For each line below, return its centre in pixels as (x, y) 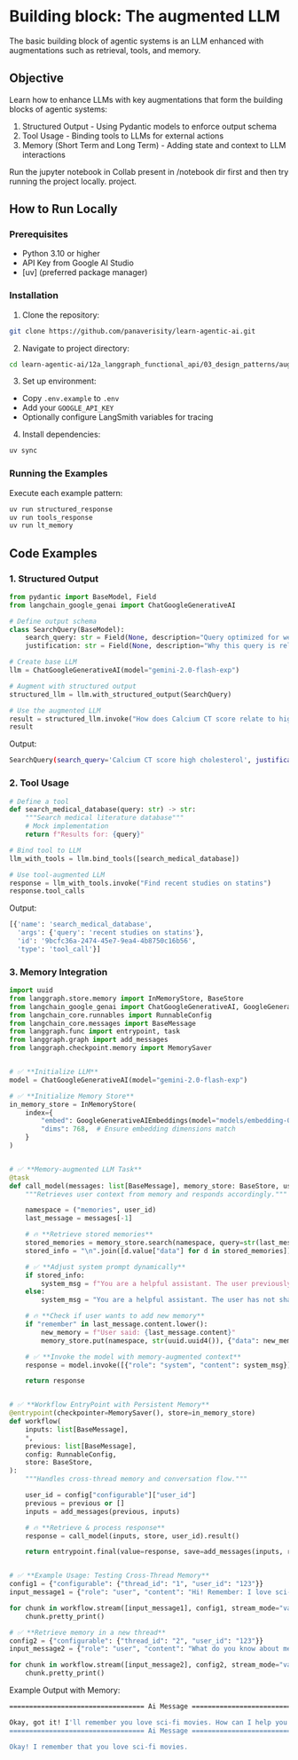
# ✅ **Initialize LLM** (54, 1072)
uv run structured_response (61, 509)
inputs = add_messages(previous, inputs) (102, 1511)
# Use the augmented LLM (55, 710)
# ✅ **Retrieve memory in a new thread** (88, 1632)
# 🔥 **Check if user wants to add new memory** (115, 1316)
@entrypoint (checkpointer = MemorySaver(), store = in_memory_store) (132, 1413)
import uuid (31, 990)
